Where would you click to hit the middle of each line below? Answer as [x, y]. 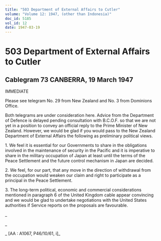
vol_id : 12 [16, 23]
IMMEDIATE [17, 91]
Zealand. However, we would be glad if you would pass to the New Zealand [80, 131]
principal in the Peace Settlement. [39, 180]
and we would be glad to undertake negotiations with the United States [76, 200]
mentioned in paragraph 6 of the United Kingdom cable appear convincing [79, 195]
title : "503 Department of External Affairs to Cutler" [63, 9]
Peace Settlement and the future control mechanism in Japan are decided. [79, 161]
